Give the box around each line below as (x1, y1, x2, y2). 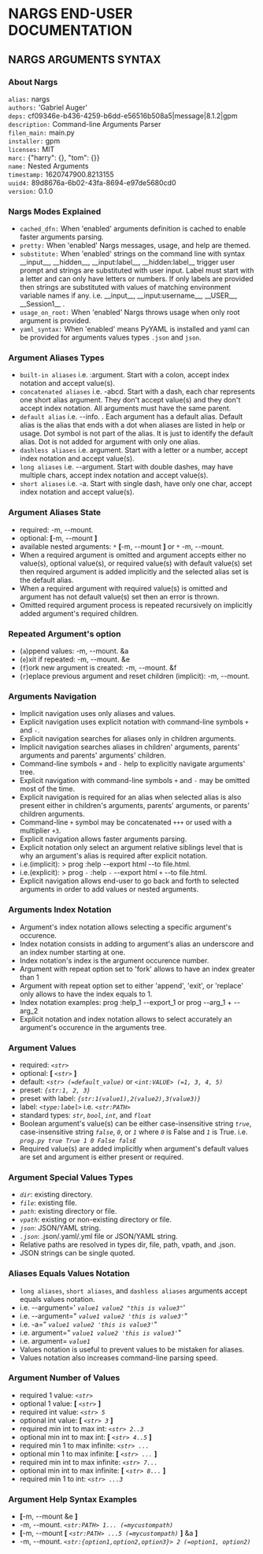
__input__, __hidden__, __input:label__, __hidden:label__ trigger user (19, 258, 235, 267)
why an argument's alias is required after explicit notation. (19, 851, 208, 861)
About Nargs (8, 76, 58, 87)
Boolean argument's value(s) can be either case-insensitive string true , (19, 1118, 252, 1128)
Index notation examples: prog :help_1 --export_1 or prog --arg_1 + (19, 997, 232, 1007)
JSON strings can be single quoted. (19, 1248, 135, 1258)
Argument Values (8, 1042, 76, 1053)
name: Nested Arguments (8, 161, 89, 170)
